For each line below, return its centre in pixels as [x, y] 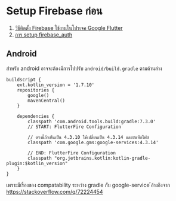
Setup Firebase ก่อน [54, 11]
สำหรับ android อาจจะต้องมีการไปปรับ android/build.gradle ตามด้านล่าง [84, 68]
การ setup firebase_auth [44, 35]
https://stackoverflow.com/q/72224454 [55, 191]
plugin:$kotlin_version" [37, 163]
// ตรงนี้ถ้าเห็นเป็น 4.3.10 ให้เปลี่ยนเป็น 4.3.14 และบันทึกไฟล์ [88, 137]
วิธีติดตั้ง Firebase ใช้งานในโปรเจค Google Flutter [69, 28]
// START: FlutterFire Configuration [74, 127]
